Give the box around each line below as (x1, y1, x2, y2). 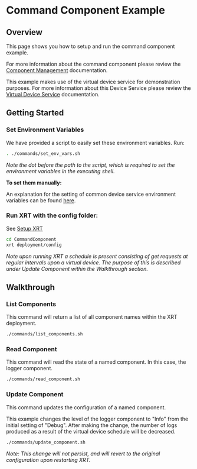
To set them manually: (6, 179, 62, 186)
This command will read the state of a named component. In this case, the (6, 358, 186, 366)
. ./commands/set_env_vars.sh (6, 150, 81, 157)
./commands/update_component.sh (6, 439, 86, 445)
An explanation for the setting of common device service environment (6, 190, 176, 198)
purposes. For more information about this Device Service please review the (6, 85, 192, 92)
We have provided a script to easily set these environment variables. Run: (6, 139, 185, 146)
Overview (6, 27, 43, 37)
